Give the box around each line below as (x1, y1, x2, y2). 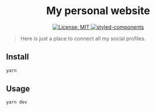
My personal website (46, 4, 151, 18)
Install (6, 52, 29, 62)
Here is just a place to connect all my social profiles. (20, 35, 146, 42)
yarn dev (6, 99, 27, 105)
